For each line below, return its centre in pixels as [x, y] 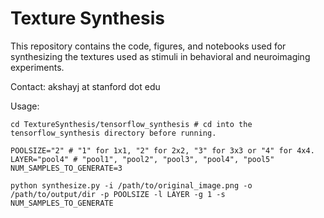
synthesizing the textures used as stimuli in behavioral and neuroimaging [160, 56]
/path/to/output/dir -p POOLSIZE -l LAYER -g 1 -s [118, 194]
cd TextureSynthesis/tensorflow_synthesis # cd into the [131, 124]
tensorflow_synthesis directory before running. [113, 133]
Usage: [25, 106]
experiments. [37, 67]
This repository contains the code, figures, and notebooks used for [148, 46]
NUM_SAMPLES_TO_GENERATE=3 [66, 168]
